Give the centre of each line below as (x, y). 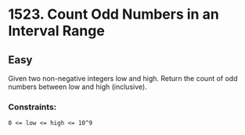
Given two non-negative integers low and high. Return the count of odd (123, 78)
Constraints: (32, 107)
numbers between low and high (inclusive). (77, 87)
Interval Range (57, 31)
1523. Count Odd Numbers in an (113, 14)
